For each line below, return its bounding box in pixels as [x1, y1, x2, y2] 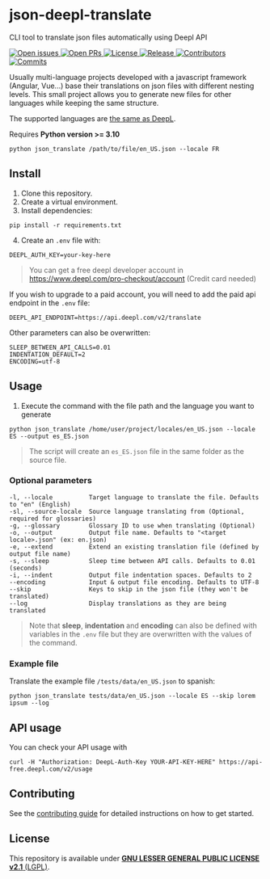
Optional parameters [9, 475, 92, 486]
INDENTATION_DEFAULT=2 [9, 350, 86, 359]
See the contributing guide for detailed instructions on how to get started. [9, 808, 255, 818]
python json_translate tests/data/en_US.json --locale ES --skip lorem [9, 692, 255, 700]
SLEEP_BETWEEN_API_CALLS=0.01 [9, 343, 112, 351]
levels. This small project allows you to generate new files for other [9, 89, 232, 99]
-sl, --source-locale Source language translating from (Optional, [9, 507, 245, 515]
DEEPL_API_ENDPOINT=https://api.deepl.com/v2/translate [9, 313, 201, 322]
